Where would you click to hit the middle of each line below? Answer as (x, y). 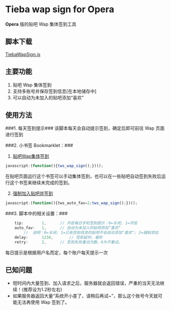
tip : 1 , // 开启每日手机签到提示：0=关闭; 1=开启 (76, 223)
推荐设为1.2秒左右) (43, 290)
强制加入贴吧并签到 (33, 193)
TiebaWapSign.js (23, 54)
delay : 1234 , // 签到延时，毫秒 (59, 237)
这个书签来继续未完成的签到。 (41, 183)
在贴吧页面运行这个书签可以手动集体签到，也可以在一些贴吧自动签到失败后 (83, 176)
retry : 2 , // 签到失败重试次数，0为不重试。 (68, 242)
